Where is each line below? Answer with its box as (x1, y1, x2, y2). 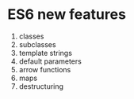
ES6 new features (7, 5, 126, 24)
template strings (18, 48, 73, 57)
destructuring (18, 81, 64, 91)
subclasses (18, 39, 56, 49)
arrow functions (18, 64, 71, 74)
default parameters (18, 57, 82, 66)
